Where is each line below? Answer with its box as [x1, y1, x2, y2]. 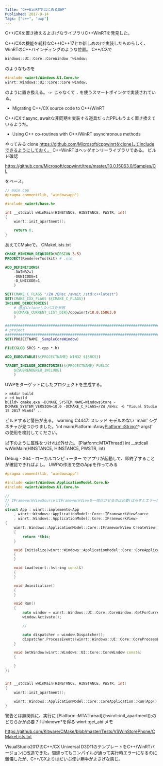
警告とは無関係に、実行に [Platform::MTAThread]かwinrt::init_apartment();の [5, 713, 157, 719]
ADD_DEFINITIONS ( [5, 265, 40, 270]
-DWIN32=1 [14, 269, 34, 274]
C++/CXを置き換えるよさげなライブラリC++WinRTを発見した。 [5, 30, 132, 36]
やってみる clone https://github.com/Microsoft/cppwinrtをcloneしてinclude [5, 141, 154, 147]
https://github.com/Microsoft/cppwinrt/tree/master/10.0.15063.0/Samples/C [5, 163, 156, 168]
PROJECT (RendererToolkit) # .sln [5, 256, 73, 261]
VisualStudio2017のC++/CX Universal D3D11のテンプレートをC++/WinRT [5, 744, 151, 750]
